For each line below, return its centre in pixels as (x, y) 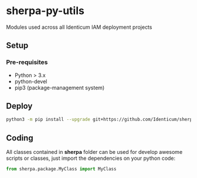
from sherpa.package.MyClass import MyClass (61, 169)
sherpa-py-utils (45, 11)
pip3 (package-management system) (60, 88)
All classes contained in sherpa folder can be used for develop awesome (94, 152)
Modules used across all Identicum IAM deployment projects (79, 27)
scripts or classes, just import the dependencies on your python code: (91, 158)
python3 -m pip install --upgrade (48, 120)
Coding (20, 138)
